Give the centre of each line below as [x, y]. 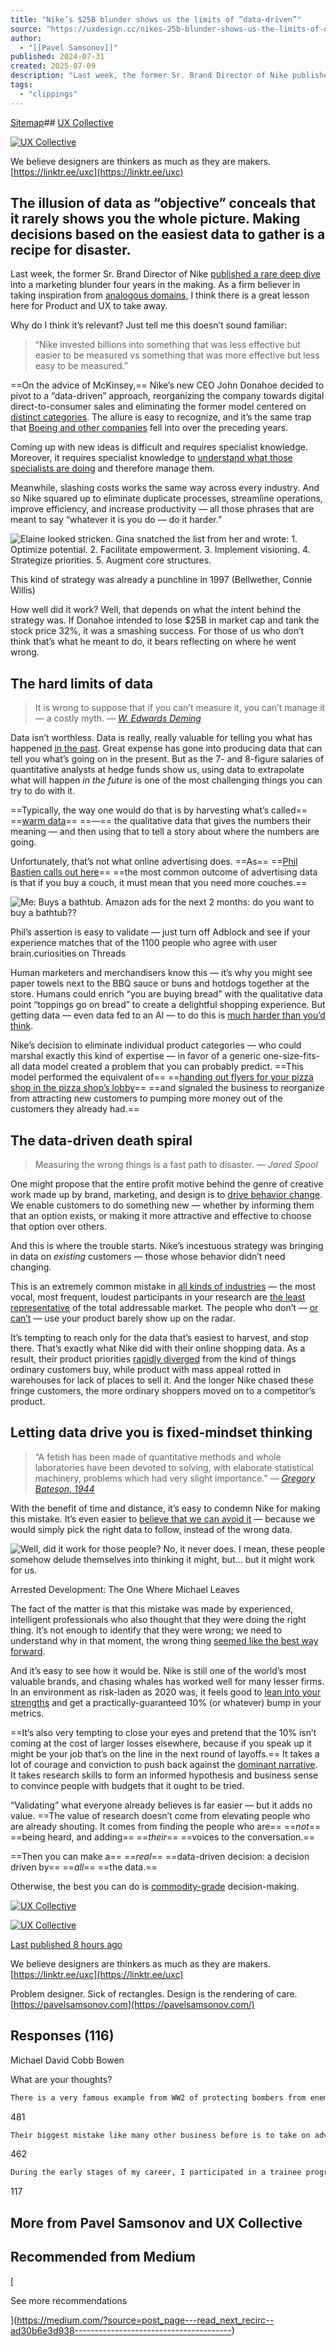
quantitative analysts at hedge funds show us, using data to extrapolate [157, 770]
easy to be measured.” [81, 366]
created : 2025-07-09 [53, 66]
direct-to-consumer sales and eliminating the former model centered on [158, 407]
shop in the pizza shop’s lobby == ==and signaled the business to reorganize [167, 1088]
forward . [28, 1651]
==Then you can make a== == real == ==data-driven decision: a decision [160, 1856]
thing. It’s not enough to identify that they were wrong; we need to [146, 1630]
